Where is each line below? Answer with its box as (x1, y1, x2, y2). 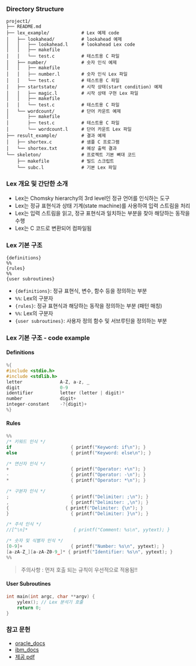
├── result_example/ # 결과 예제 (6, 133, 106, 139)
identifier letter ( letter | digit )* (6, 390, 125, 396)
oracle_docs (14, 640, 46, 647)
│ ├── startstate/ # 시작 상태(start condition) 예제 (6, 84, 163, 90)
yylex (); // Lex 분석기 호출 (17, 599, 84, 605)
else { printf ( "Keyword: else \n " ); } (6, 449, 152, 456)
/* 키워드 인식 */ (6, 439, 46, 445)
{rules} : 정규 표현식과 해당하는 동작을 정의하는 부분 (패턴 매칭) (14, 302, 162, 309)
